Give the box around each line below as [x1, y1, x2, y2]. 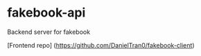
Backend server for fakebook [7, 28, 91, 36]
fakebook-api [7, 5, 86, 21]
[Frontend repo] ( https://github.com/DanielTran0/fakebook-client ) [7, 41, 195, 49]
